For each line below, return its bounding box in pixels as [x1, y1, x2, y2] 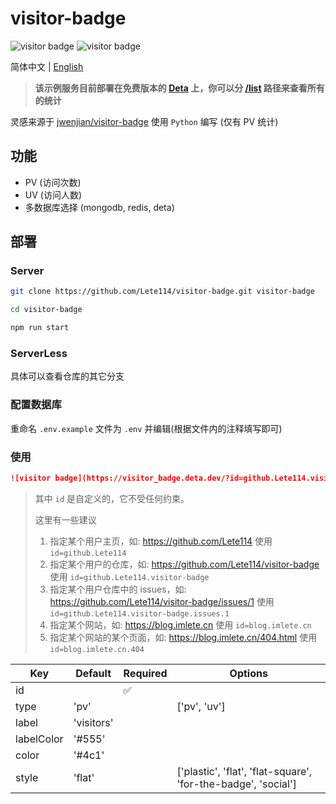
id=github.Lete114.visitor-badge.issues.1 [49, 608, 230, 619]
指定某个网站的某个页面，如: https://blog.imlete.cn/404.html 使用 [49, 631, 318, 643]
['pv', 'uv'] [176, 699, 226, 713]
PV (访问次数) [24, 176, 82, 188]
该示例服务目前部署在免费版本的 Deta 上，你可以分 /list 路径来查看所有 [34, 82, 325, 94]
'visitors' [73, 715, 114, 729]
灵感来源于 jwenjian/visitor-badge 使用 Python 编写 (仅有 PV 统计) [10, 115, 279, 127]
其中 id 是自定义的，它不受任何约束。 [34, 492, 190, 504]
